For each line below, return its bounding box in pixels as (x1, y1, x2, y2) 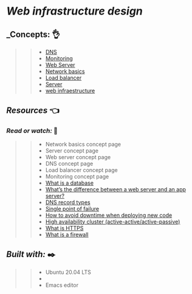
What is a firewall (45, 231, 89, 238)
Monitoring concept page (45, 173, 109, 180)
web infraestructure (45, 87, 95, 94)
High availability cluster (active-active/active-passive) (45, 217, 180, 225)
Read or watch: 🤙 (6, 126, 58, 135)
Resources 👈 (6, 105, 60, 116)
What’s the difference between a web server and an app (45, 185, 187, 193)
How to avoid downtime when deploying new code (45, 211, 173, 219)
